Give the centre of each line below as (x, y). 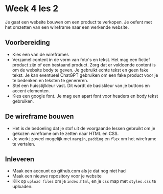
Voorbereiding (28, 43)
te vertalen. (23, 144)
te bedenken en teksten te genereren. (50, 80)
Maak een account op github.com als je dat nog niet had (69, 171)
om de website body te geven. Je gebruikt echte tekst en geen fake (80, 70)
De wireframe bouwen (40, 117)
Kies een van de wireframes (40, 54)
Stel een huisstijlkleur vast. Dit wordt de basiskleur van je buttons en (81, 86)
